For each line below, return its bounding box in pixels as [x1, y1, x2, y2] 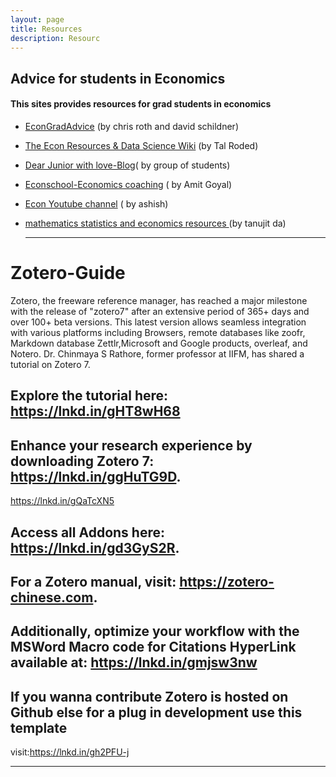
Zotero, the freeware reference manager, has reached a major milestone [10, 294, 308, 306]
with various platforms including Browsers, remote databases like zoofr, [10, 326, 306, 338]
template [10, 719, 68, 736]
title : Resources [10, 24, 83, 34]
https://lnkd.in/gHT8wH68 [10, 403, 181, 420]
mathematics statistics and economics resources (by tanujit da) [24, 217, 287, 229]
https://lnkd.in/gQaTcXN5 [10, 495, 115, 507]
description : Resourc [10, 33, 101, 43]
